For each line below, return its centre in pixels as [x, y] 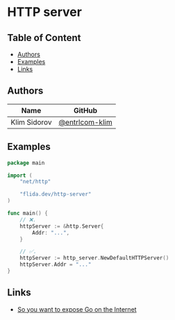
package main [26, 163]
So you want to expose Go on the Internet [77, 309]
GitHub [85, 110]
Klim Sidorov [31, 122]
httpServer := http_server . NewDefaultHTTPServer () [94, 258]
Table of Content [44, 38]
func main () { [28, 213]
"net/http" [35, 182]
